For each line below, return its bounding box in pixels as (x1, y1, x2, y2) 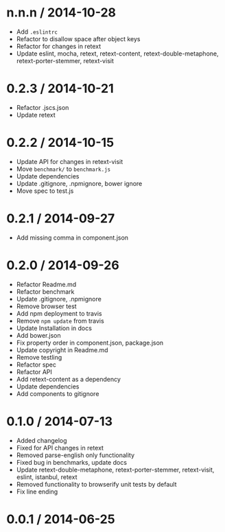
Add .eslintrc (16, 27, 58, 36)
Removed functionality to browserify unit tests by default (16, 480, 177, 488)
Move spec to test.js (16, 187, 74, 195)
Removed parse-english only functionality (16, 451, 135, 459)
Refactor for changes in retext (16, 42, 102, 50)
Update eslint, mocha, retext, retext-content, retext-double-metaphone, (16, 49, 219, 58)
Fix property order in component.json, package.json (16, 338, 164, 347)
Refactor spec (16, 360, 56, 369)
